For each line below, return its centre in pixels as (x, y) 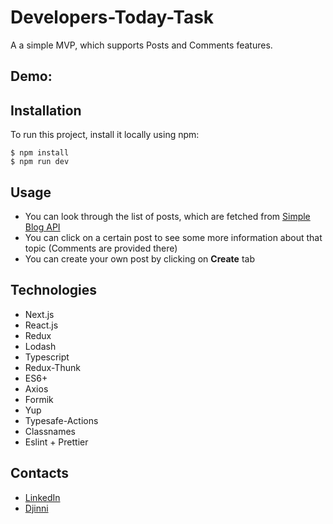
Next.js (39, 314)
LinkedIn (42, 497)
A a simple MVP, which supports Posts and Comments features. (141, 45)
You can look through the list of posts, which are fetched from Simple (167, 216)
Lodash (40, 346)
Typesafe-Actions (61, 420)
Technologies (54, 290)
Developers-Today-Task (112, 17)
